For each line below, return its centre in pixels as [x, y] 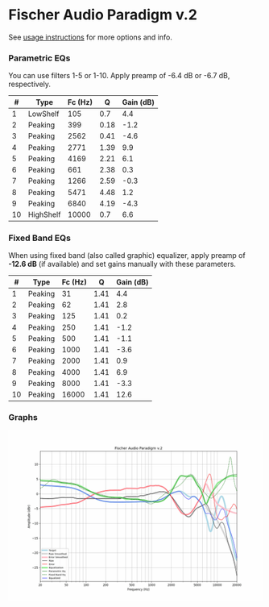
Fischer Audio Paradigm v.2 [103, 15]
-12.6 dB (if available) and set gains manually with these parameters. [122, 264]
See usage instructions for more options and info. [91, 37]
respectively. [29, 84]
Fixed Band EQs [39, 238]
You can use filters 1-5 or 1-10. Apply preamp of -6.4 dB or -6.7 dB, [119, 76]
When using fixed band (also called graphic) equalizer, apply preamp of [127, 256]
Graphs [23, 418]
